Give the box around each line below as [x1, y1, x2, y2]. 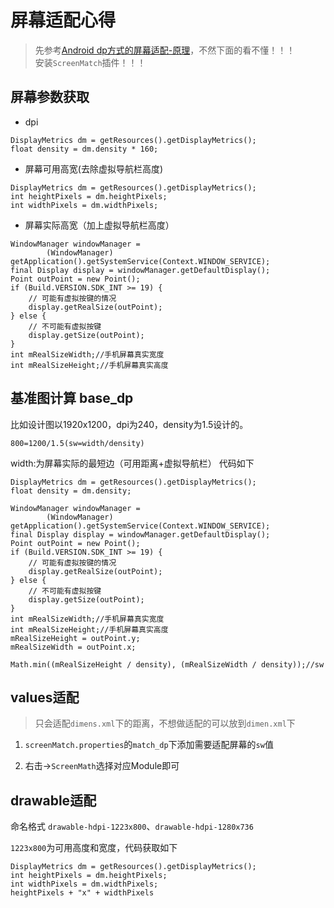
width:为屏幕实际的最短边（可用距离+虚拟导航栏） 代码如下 [10, 457, 255, 469]
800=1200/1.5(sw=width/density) [10, 438, 145, 448]
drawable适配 [10, 792, 97, 809]
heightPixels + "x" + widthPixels [10, 888, 155, 898]
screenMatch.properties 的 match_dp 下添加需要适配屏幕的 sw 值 [24, 739, 274, 751]
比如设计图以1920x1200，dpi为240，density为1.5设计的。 [10, 418, 249, 430]
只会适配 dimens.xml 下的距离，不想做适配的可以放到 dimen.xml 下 [34, 717, 296, 730]
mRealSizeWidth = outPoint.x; [10, 642, 137, 652]
